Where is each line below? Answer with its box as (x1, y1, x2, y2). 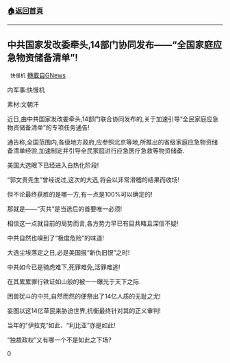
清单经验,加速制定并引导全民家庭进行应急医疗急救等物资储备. (12, 147, 185, 155)
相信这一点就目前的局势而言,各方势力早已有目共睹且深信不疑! (7, 219, 179, 227)
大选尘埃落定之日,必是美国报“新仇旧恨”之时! (7, 249, 130, 257)
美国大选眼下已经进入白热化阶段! (7, 161, 99, 169)
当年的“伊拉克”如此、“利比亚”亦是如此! (7, 321, 116, 329)
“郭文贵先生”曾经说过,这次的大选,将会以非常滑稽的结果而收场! (7, 176, 180, 184)
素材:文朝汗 (7, 101, 40, 109)
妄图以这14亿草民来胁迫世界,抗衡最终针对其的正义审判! (7, 307, 161, 315)
